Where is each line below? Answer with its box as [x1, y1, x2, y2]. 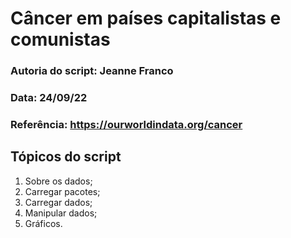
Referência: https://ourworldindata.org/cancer [10, 117, 243, 131]
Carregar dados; [24, 196, 93, 208]
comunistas [10, 28, 111, 51]
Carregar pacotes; [24, 185, 101, 197]
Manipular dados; [24, 207, 98, 219]
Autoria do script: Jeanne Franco [10, 64, 174, 78]
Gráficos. [24, 217, 63, 229]
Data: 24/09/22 [10, 91, 88, 105]
